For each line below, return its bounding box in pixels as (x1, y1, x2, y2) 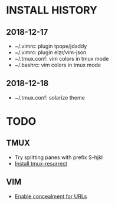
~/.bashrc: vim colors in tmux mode (14, 61, 101, 68)
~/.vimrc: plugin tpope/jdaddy (14, 42, 87, 49)
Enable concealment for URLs (14, 193, 87, 200)
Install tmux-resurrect (14, 160, 68, 167)
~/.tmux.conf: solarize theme (14, 94, 86, 101)
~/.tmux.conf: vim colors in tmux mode (14, 55, 109, 62)
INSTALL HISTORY (6, 4, 98, 17)
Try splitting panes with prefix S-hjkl (14, 154, 103, 161)
